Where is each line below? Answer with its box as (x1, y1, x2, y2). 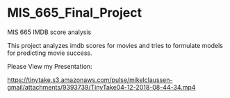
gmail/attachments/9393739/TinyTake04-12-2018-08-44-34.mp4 (7, 83, 196, 91)
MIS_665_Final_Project (7, 5, 142, 21)
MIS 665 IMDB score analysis (7, 28, 92, 36)
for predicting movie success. (7, 49, 92, 57)
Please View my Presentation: (7, 62, 92, 70)
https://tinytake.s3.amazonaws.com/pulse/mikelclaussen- (7, 75, 173, 84)
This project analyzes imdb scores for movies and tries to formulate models (7, 41, 224, 49)
